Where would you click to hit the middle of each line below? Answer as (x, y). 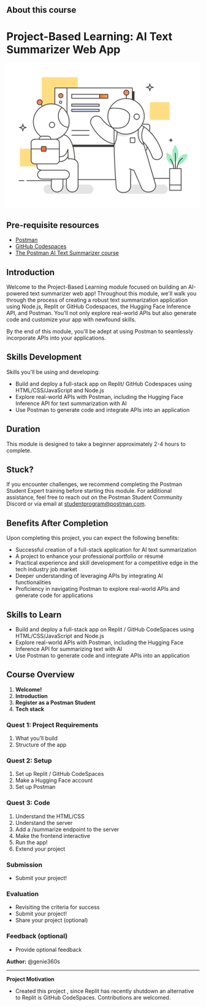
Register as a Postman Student (55, 702)
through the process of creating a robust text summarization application (97, 300)
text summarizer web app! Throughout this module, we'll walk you (113, 293)
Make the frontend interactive (53, 835)
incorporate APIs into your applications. (56, 338)
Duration (24, 429)
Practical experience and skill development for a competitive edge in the (106, 563)
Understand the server (44, 823)
